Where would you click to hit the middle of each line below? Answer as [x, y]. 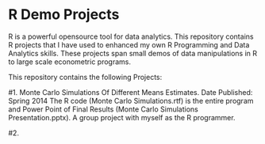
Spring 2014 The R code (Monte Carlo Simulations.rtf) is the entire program [131, 100]
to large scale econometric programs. [69, 62]
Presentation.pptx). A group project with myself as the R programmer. [122, 117]
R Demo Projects [64, 15]
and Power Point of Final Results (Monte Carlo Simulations [103, 109]
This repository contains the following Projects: [85, 77]
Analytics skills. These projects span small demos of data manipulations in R [133, 53]
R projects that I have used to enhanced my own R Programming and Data [129, 44]
